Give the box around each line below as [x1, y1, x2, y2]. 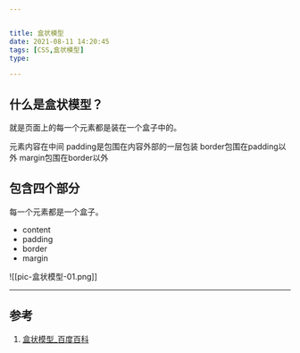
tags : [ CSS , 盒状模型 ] [9, 46, 85, 55]
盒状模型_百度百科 [21, 333, 89, 344]
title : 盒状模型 [9, 29, 64, 38]
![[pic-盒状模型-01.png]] [9, 271, 98, 282]
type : [9, 54, 29, 63]
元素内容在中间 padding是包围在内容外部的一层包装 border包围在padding [9, 141, 279, 152]
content [21, 224, 51, 235]
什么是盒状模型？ [9, 97, 104, 112]
